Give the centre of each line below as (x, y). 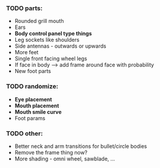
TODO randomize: (32, 87)
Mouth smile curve (38, 112)
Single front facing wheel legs (51, 59)
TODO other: (24, 133)
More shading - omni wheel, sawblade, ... (65, 159)
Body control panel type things (53, 34)
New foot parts (33, 71)
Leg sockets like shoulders (47, 40)
